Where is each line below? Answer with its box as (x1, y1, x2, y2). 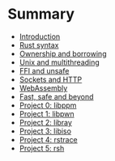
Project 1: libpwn (19, 108, 75, 118)
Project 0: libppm (19, 100, 77, 110)
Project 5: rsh (19, 143, 65, 153)
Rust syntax (19, 40, 59, 49)
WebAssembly (19, 83, 68, 93)
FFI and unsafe (19, 66, 70, 75)
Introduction (19, 32, 61, 41)
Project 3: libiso (19, 126, 72, 136)
